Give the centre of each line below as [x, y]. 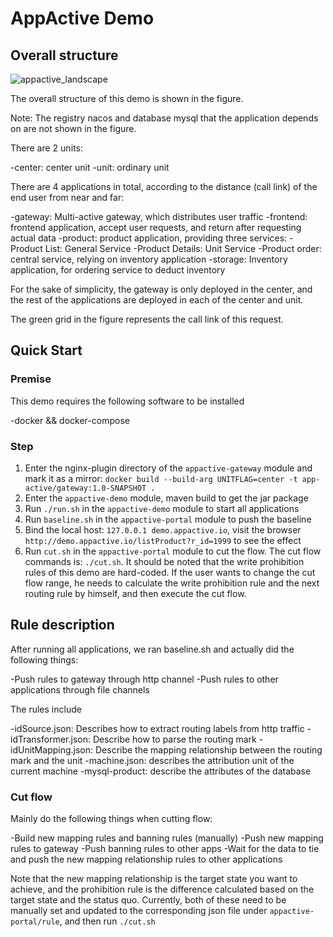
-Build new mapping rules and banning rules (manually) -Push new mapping [167, 838]
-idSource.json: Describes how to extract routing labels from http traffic [157, 728]
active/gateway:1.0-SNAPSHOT [85, 488]
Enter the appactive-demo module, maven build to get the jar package [166, 498]
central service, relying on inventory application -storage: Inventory [149, 259]
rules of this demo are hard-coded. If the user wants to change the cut [170, 572]
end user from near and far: [67, 197]
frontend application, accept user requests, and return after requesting [156, 227]
